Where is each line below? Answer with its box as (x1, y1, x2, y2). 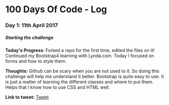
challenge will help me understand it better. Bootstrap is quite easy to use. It (5, 73, 164, 80)
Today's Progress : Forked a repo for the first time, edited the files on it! (5, 47, 155, 54)
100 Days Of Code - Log (5, 4, 108, 15)
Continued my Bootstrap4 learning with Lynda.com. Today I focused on (5, 52, 154, 59)
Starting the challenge (5, 34, 54, 40)
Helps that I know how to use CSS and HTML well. (5, 84, 110, 90)
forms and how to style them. (5, 58, 67, 64)
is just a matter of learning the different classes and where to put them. (5, 79, 154, 85)
